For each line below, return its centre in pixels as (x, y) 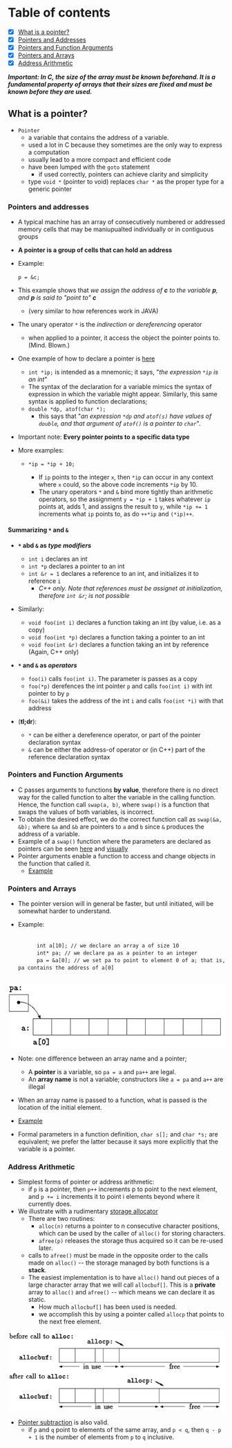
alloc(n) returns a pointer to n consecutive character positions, (129, 1226)
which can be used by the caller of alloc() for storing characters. (132, 1233)
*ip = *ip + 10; (51, 464)
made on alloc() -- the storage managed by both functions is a (119, 1263)
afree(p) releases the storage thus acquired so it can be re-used (131, 1240)
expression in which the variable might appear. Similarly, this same (123, 394)
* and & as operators (48, 665)
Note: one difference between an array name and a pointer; (102, 1058)
